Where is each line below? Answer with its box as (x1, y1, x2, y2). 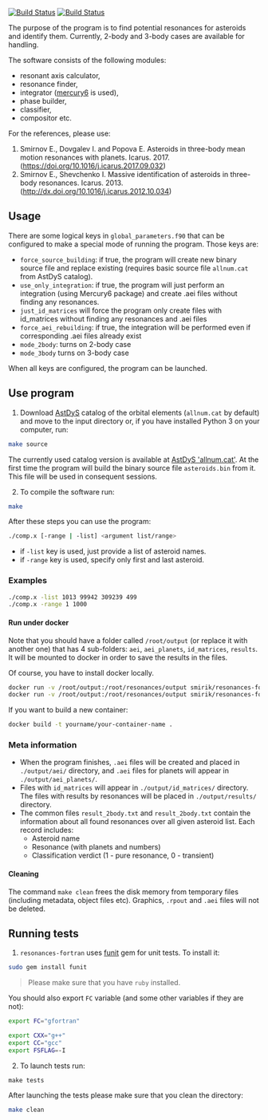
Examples (8, 575, 48, 586)
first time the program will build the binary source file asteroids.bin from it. (8, 463, 257, 472)
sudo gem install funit (8, 964, 88, 972)
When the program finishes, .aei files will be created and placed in (19, 758, 240, 767)
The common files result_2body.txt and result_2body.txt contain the (19, 808, 251, 818)
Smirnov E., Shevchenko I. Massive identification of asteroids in (19, 170, 229, 179)
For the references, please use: (8, 128, 111, 138)
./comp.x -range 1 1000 (8, 601, 88, 609)
